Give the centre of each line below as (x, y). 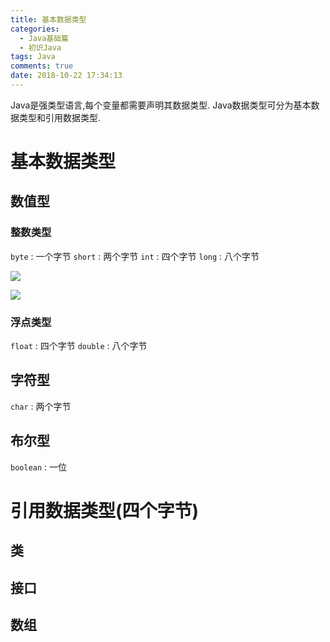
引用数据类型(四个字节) (105, 510)
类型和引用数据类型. (60, 117)
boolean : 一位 (39, 467)
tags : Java (33, 57)
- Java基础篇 (44, 38)
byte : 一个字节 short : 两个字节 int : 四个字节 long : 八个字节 (135, 256)
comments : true (42, 66)
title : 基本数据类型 (48, 19)
